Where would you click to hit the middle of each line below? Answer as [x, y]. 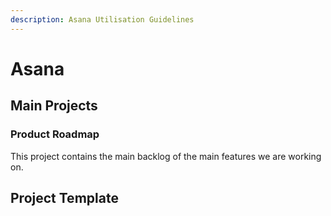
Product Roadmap [55, 134]
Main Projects [54, 106]
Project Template [64, 197]
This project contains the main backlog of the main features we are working [166, 156]
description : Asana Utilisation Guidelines [102, 19]
